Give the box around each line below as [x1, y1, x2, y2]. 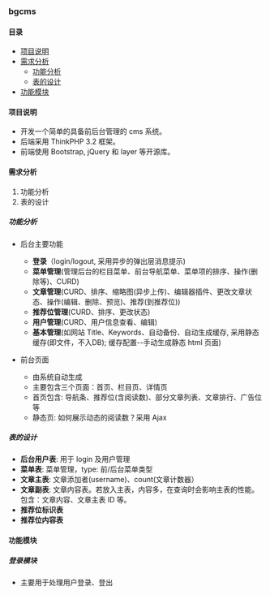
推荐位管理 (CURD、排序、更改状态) [32, 307, 151, 317]
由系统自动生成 [32, 372, 83, 382]
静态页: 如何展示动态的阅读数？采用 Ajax [32, 412, 168, 422]
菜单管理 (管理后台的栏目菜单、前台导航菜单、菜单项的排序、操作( [32, 266, 251, 276]
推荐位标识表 [19, 505, 63, 515]
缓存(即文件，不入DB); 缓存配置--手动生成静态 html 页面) [32, 337, 221, 347]
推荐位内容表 [19, 515, 63, 525]
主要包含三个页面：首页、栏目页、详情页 [32, 382, 168, 391]
